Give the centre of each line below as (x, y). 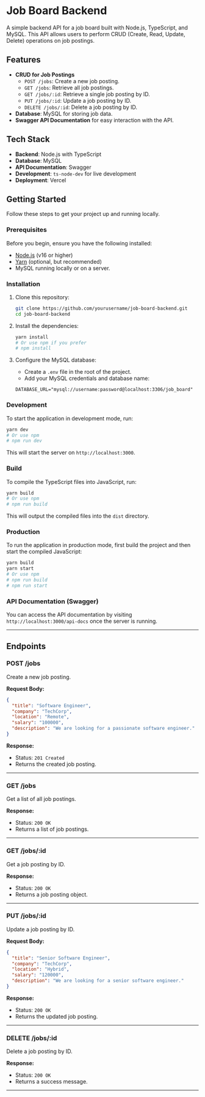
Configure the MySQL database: (56, 360)
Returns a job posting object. (52, 894)
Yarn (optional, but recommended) (58, 261)
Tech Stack (28, 139)
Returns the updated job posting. (56, 1016)
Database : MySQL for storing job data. (64, 113)
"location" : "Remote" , (41, 717)
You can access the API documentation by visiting (69, 615)
